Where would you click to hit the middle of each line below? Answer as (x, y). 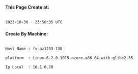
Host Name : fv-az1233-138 (34, 49)
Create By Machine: (27, 33)
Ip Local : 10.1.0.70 (29, 67)
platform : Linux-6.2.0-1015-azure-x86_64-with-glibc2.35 (69, 58)
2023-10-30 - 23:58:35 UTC (34, 22)
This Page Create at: (27, 7)
